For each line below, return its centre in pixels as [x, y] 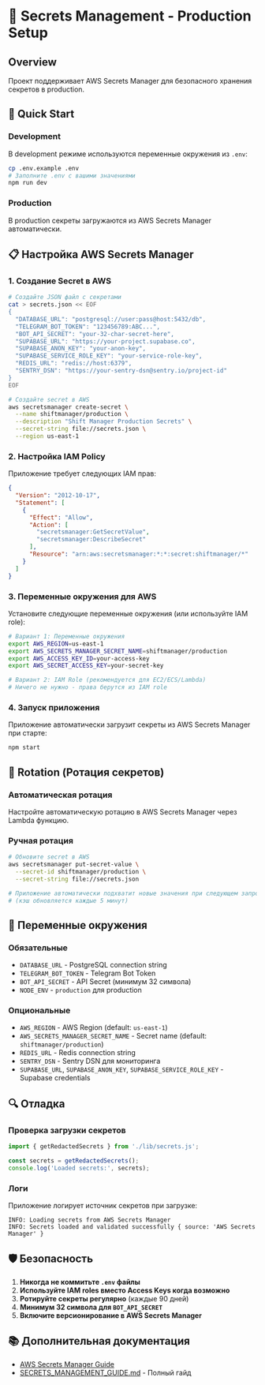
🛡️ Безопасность [50, 1259]
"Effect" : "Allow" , [61, 517]
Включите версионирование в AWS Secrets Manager [111, 1315]
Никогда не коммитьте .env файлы [80, 1282]
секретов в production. [47, 89]
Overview [33, 62]
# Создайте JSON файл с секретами [65, 298]
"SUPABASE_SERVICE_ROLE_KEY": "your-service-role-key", [109, 356]
